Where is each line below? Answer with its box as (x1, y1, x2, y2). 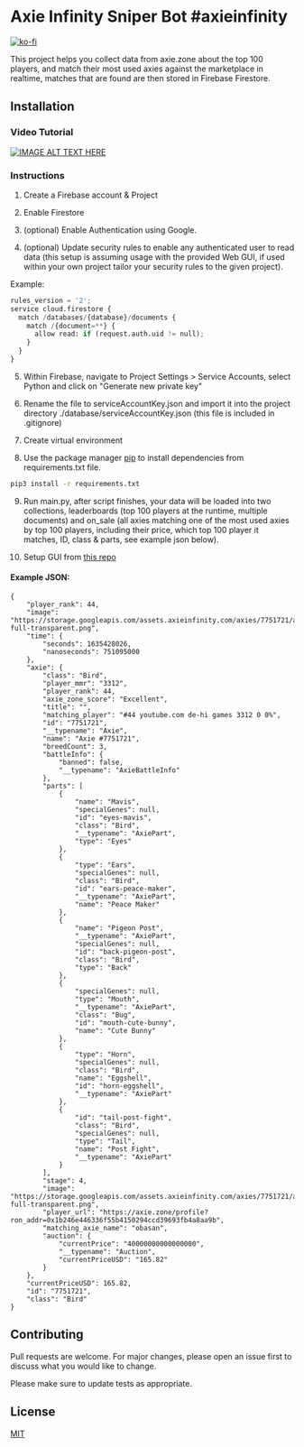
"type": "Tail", (74, 1137, 136, 1146)
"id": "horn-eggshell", (74, 1082, 165, 1091)
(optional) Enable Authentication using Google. (23, 224, 198, 235)
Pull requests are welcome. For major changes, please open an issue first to (10, 1350, 292, 1361)
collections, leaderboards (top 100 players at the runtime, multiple (23, 505, 269, 516)
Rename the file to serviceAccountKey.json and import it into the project (23, 398, 291, 409)
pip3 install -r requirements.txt (10, 479, 141, 488)
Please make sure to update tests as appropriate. (10, 1378, 193, 1388)
